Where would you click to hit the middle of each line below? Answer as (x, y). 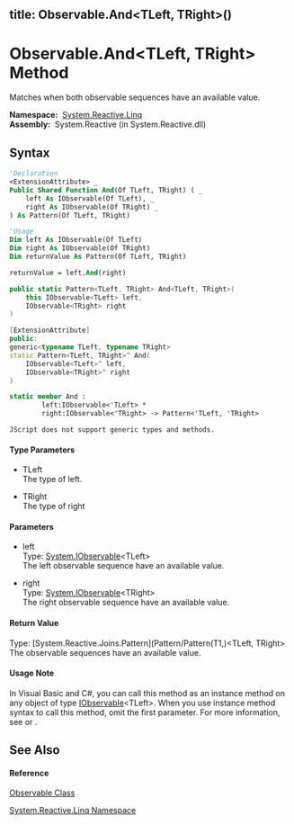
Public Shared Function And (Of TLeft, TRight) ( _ (106, 190)
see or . (23, 721)
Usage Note (32, 673)
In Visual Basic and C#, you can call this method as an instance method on (147, 693)
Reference (29, 773)
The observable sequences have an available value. (105, 652)
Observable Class (42, 793)
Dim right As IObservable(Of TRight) (80, 248)
